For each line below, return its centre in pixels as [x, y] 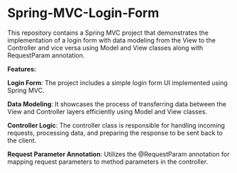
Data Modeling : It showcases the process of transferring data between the [117, 104]
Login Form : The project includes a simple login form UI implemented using [118, 82]
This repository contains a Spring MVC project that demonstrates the [108, 33]
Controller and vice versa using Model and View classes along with [105, 48]
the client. [22, 140]
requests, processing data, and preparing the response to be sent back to [115, 133]
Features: [22, 69]
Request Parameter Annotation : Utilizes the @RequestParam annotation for [118, 154]
